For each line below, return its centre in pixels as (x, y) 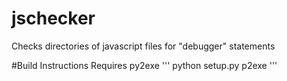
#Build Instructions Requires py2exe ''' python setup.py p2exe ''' (144, 65)
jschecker (53, 18)
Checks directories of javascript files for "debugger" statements (143, 46)
